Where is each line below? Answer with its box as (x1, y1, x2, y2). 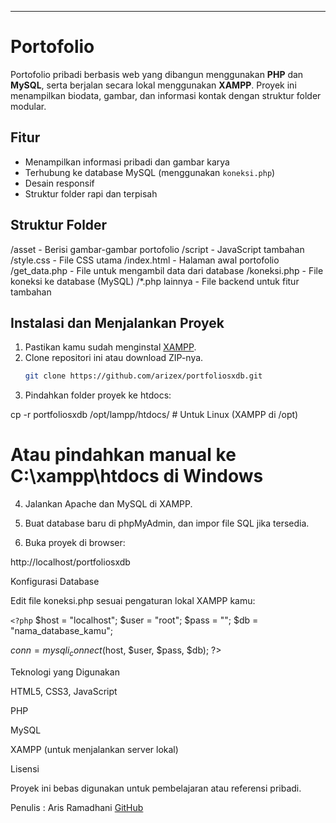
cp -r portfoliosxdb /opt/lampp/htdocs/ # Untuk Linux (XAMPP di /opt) (10, 409, 299, 421)
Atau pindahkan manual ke (10, 444, 237, 466)
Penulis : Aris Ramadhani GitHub (10, 801, 144, 813)
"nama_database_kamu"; (10, 625, 113, 637)
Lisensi (10, 762, 40, 775)
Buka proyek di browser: (24, 537, 126, 549)
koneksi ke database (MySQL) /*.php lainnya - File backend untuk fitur (10, 275, 300, 287)
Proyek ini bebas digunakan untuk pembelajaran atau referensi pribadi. (10, 782, 302, 794)
